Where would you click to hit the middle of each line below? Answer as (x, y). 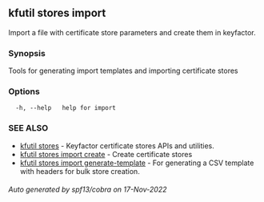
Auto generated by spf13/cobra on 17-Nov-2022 (88, 190)
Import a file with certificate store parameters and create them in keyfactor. (132, 32)
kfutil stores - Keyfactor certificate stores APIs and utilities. (117, 145)
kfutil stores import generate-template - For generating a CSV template (137, 163)
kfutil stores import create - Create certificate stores (106, 154)
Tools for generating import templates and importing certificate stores (123, 71)
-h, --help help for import (66, 108)
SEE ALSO (28, 128)
